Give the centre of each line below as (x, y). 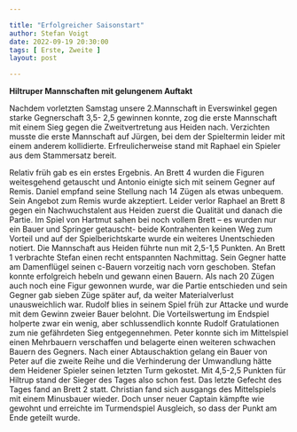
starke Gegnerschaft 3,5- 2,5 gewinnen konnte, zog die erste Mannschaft (143, 118)
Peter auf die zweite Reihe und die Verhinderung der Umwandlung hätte (141, 361)
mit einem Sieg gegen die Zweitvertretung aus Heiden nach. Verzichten (140, 127)
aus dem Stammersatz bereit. (63, 155)
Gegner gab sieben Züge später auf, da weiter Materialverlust (121, 295)
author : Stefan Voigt (49, 33)
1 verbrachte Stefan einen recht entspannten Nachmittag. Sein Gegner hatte (148, 257)
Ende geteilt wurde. (45, 418)
